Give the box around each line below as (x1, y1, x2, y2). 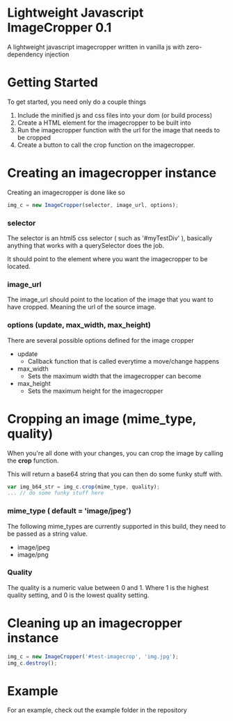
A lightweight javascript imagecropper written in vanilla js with (7, 42, 185, 51)
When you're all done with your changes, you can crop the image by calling (7, 449, 224, 457)
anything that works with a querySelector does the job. (7, 241, 165, 249)
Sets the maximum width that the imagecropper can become (27, 371, 202, 380)
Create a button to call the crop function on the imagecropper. (17, 141, 195, 149)
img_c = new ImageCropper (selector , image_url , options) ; (7, 201, 179, 208)
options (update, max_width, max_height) (7, 320, 151, 330)
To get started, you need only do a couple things (7, 98, 147, 106)
